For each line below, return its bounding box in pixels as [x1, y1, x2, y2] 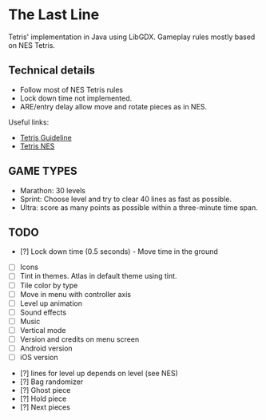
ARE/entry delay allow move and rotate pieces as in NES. [19, 101, 208, 111]
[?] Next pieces [19, 402, 70, 412]
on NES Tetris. [8, 40, 56, 50]
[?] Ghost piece [19, 386, 71, 395]
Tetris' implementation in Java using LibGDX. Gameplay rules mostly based [8, 32, 256, 42]
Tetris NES [19, 141, 55, 151]
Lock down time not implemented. [19, 93, 133, 103]
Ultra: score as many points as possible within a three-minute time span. [19, 202, 258, 212]
